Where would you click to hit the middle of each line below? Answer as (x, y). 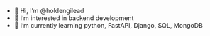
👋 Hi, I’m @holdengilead (49, 11)
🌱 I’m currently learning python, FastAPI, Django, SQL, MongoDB (109, 25)
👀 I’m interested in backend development (74, 18)
